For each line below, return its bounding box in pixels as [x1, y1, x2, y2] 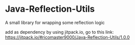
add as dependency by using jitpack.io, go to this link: [5, 29, 114, 35]
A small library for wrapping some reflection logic [5, 20, 105, 25]
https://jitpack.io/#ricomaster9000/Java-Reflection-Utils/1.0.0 [5, 34, 130, 40]
